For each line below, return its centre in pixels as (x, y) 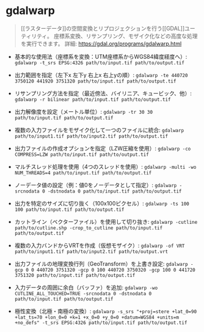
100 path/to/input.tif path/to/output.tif (69, 209)
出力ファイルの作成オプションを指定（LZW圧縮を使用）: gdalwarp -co (103, 148)
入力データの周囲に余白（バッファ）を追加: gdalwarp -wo (86, 287)
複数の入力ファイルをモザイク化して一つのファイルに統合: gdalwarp (99, 130)
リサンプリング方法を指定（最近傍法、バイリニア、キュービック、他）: (103, 93)
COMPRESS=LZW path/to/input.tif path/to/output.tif (82, 154)
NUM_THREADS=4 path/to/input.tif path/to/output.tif (83, 173)
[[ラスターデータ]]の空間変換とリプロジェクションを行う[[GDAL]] (103, 28)
